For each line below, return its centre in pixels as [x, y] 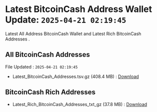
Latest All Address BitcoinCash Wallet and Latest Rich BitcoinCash [73, 33]
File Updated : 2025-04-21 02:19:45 [41, 66]
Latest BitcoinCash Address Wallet [79, 9]
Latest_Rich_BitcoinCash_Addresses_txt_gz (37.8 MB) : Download [80, 104]
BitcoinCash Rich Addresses [50, 92]
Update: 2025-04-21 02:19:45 [66, 20]
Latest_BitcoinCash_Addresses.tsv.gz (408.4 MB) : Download [75, 76]
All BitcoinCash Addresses [47, 55]
